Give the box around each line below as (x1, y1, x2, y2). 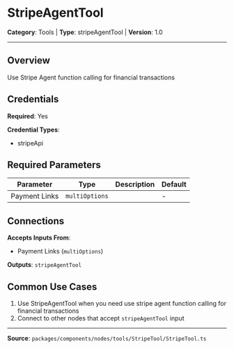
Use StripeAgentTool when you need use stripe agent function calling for (17, 300, 226, 307)
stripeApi (17, 139, 44, 147)
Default (161, 180, 187, 189)
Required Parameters (7, 159, 101, 171)
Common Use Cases (7, 281, 97, 293)
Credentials (7, 93, 59, 105)
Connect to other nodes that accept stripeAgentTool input (17, 314, 185, 322)
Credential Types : (7, 125, 61, 134)
